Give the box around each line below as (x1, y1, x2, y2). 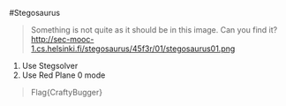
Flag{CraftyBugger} (30, 87, 103, 97)
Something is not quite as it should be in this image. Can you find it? (30, 25, 278, 34)
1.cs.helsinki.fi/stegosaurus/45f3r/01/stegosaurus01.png (30, 43, 236, 54)
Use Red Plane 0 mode (21, 70, 106, 80)
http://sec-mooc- (30, 34, 94, 44)
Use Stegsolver (21, 61, 79, 71)
